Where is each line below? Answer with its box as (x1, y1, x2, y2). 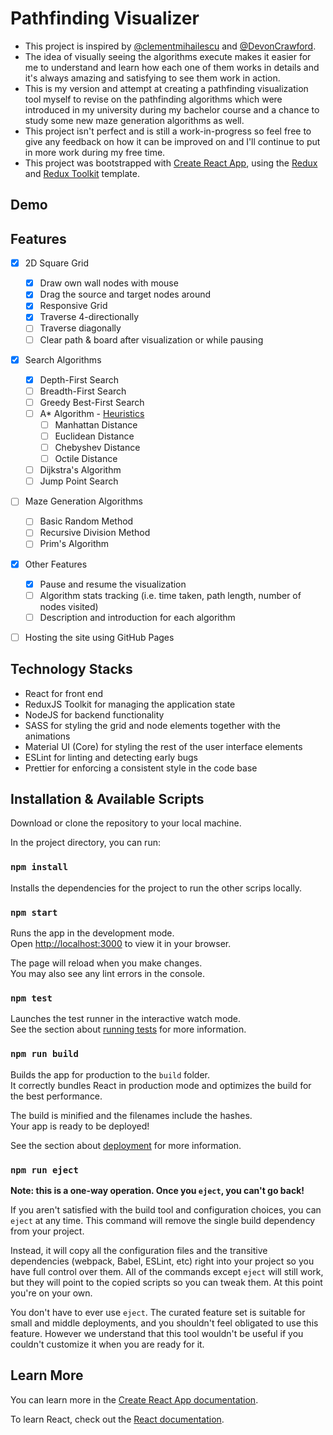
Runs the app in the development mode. (10, 927, 175, 939)
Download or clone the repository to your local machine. (10, 817, 242, 829)
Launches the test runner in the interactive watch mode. (10, 1013, 242, 1025)
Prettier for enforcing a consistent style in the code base (24, 762, 258, 774)
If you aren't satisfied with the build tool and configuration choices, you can (10, 1203, 322, 1216)
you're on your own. (10, 1287, 93, 1299)
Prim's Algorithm (39, 538, 110, 550)
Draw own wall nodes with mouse (39, 277, 179, 289)
